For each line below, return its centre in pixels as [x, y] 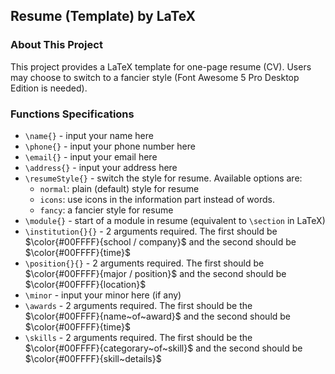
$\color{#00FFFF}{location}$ [85, 284]
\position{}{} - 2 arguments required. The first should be [144, 263]
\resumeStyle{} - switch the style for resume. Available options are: [163, 178]
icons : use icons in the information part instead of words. [157, 199]
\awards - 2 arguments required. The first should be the [138, 305]
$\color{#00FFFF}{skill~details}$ [93, 358]
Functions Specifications [72, 114]
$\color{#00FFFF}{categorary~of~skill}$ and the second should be [163, 348]
